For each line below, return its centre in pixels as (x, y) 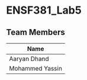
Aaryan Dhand (29, 59)
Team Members (36, 32)
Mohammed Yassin (36, 68)
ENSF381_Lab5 (44, 10)
